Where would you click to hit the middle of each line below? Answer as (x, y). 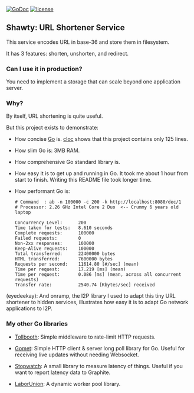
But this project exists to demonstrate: (52, 128)
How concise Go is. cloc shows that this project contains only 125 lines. (101, 139)
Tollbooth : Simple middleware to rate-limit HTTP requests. (85, 337)
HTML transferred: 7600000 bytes (64, 259)
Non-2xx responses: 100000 (54, 244)
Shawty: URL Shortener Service (65, 28)
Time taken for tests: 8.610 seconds (64, 228)
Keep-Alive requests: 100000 (54, 249)
